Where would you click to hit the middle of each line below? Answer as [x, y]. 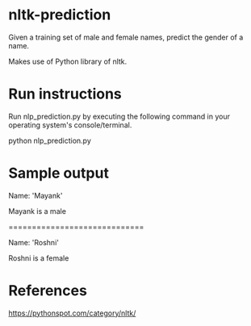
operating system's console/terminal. [70, 125]
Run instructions [65, 94]
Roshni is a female [39, 258]
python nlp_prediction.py [50, 140]
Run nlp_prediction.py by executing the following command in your [119, 116]
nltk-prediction [60, 15]
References [48, 290]
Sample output [59, 173]
